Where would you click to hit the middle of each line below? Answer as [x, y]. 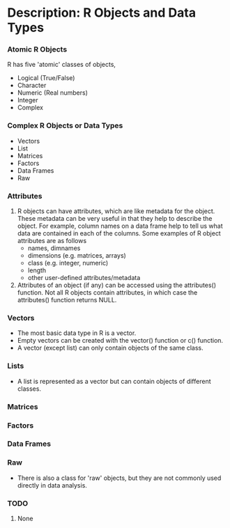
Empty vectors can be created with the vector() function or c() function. [120, 341]
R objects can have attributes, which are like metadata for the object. [116, 211]
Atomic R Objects [37, 49]
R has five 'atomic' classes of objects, [62, 65]
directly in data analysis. [52, 485]
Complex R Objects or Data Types [65, 125]
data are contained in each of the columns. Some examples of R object [119, 233]
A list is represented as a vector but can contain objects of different [114, 381]
